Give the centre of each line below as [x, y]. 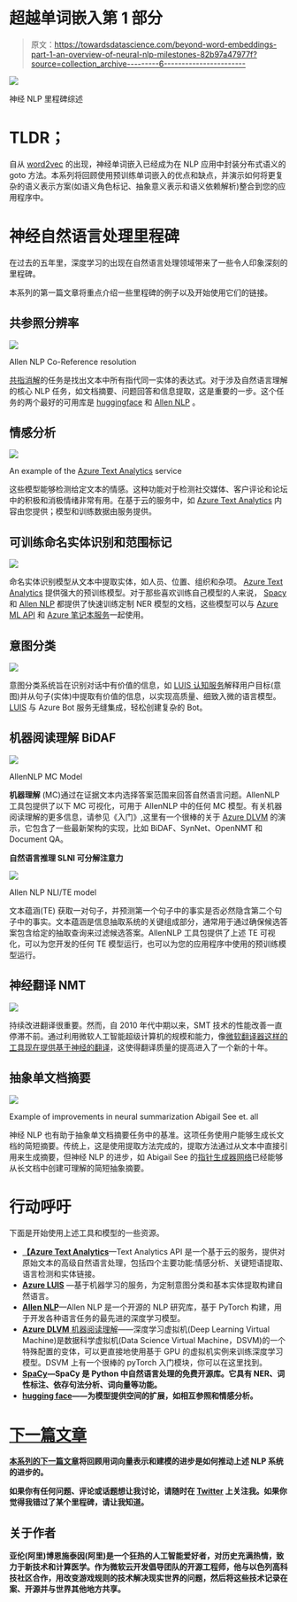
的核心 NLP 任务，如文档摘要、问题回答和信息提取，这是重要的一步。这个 [143, 391]
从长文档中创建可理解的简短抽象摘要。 [79, 1168]
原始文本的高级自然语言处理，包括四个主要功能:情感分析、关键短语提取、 [155, 1263]
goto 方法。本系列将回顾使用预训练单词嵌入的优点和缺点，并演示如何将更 [142, 175]
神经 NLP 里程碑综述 [46, 98]
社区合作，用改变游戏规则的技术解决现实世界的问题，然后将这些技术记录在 [152, 1578]
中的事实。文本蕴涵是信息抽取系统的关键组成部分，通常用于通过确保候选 [148, 922]
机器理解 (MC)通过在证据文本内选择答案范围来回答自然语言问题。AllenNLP [145, 795]
